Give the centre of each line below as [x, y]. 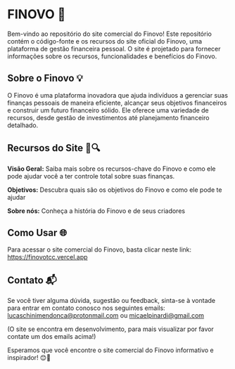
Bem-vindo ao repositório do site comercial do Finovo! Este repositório [110, 34]
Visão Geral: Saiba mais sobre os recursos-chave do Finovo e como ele [112, 169]
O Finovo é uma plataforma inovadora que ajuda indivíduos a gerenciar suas [118, 95]
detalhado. [23, 125]
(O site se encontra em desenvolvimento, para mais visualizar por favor [111, 329]
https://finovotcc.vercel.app [47, 257]
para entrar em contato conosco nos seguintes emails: [86, 308]
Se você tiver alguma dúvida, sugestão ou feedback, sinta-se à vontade [112, 301]
